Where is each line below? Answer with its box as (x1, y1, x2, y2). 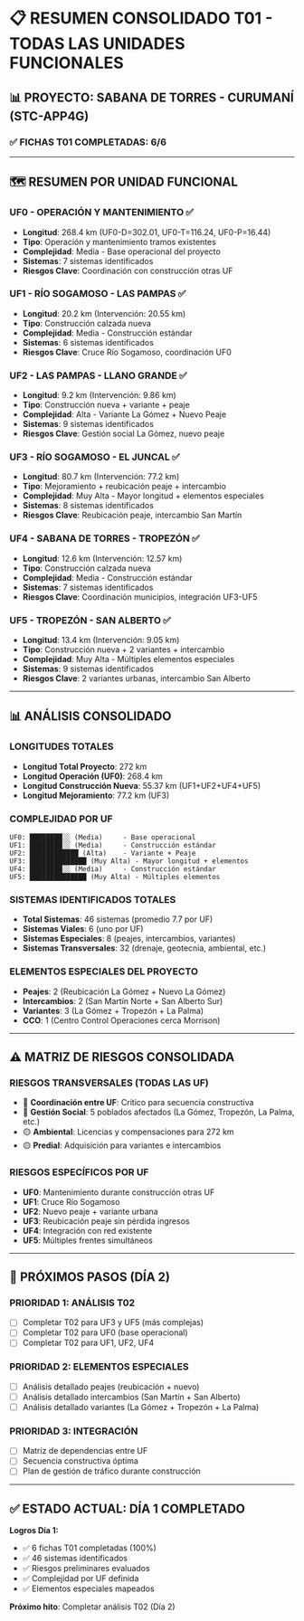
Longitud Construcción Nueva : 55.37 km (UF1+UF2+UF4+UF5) (22, 780, 261, 791)
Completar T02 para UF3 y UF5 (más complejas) (22, 1317, 204, 1328)
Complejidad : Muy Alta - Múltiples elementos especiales (22, 654, 235, 665)
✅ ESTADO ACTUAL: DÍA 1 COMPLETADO (9, 1501, 246, 1516)
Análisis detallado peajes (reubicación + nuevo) (22, 1381, 200, 1392)
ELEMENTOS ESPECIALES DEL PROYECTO (9, 965, 199, 978)
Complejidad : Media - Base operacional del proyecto (22, 246, 222, 257)
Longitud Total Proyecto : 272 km (22, 761, 147, 772)
